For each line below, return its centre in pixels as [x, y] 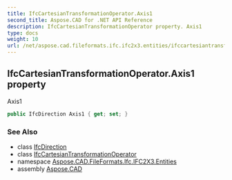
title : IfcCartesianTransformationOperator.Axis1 [80, 13]
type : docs [23, 33]
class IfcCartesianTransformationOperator [77, 154]
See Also [22, 132]
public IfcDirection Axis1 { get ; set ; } [68, 114]
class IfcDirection [42, 147]
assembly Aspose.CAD [50, 169]
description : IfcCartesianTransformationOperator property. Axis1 [105, 26]
